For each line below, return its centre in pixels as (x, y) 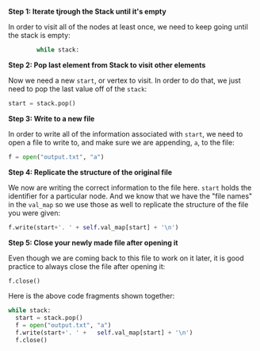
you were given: (34, 213)
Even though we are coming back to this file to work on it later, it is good (126, 258)
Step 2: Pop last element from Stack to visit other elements (107, 65)
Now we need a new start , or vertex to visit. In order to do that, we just (124, 80)
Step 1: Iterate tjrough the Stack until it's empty (87, 12)
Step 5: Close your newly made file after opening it (93, 242)
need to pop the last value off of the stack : (78, 89)
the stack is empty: (39, 35)
